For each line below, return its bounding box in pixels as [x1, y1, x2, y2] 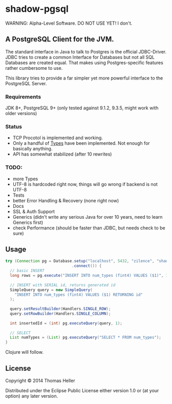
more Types [12, 176, 38, 182]
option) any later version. [5, 393, 58, 399]
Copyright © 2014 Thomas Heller [5, 378, 75, 384]
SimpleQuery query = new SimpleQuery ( [10, 287, 93, 293]
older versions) [5, 110, 37, 117]
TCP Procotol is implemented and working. [12, 134, 103, 141]
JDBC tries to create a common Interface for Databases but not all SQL [5, 54, 155, 60]
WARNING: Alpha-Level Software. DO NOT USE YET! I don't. [5, 20, 133, 26]
